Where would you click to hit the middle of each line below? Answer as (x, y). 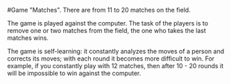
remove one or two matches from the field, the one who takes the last (107, 31)
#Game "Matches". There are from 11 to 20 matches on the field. (99, 10)
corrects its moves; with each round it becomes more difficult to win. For (111, 59)
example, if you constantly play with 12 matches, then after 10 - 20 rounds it (115, 66)
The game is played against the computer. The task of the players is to (108, 23)
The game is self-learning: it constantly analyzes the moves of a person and (116, 51)
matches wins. (28, 38)
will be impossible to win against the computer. (74, 73)
